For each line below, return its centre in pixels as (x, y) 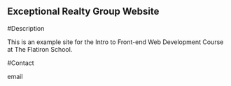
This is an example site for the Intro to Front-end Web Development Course (115, 42)
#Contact (21, 63)
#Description (26, 28)
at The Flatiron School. (40, 49)
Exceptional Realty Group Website (83, 12)
